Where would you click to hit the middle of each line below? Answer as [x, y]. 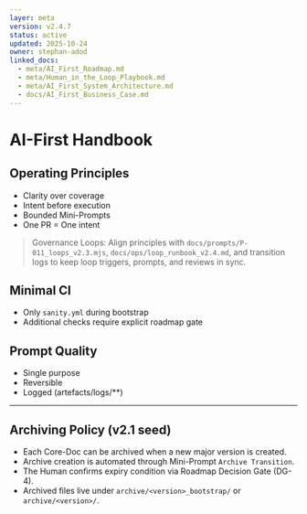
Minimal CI [40, 290]
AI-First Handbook [81, 139]
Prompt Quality [53, 351]
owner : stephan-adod [49, 52]
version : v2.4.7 [40, 27]
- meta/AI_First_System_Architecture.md [95, 86]
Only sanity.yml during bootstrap [85, 313]
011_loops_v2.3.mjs [69, 252]
